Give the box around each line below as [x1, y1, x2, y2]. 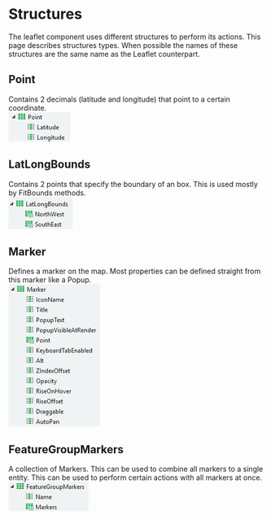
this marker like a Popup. [8, 275, 92, 285]
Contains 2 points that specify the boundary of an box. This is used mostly [8, 179, 259, 189]
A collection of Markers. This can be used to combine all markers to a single [8, 464, 264, 474]
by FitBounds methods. [8, 188, 87, 198]
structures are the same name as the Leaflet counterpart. [8, 49, 201, 59]
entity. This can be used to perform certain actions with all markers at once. [8, 473, 263, 482]
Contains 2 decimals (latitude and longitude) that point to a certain [8, 94, 230, 104]
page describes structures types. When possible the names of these [8, 40, 238, 50]
